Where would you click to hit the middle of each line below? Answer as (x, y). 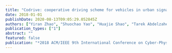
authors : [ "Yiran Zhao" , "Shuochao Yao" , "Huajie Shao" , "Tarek (75, 24)
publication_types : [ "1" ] (33, 29)
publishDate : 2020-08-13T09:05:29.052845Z (51, 19)
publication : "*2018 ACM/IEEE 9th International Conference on (74, 43)
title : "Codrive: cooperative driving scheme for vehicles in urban (80, 10)
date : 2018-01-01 (24, 15)
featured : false (23, 38)
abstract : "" (19, 33)
